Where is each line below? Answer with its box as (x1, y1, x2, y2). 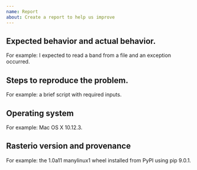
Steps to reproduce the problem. (6, 75, 128, 85)
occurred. (6, 58, 30, 65)
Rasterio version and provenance (6, 141, 131, 151)
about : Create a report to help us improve (6, 14, 115, 20)
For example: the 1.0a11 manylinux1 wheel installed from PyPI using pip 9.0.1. (6, 156, 191, 163)
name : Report (6, 8, 38, 15)
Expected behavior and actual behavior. (6, 36, 156, 46)
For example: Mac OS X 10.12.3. (6, 124, 83, 131)
